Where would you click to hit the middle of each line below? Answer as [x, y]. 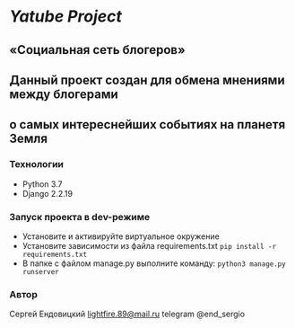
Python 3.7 [42, 184]
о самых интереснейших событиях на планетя [147, 124]
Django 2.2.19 [48, 193]
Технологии [37, 164]
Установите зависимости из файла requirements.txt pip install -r [149, 245]
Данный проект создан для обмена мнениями [147, 80]
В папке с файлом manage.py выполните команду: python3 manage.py [154, 263]
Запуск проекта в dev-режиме [80, 217]
